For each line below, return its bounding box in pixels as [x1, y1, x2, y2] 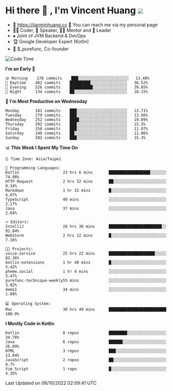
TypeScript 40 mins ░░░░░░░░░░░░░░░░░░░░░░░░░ [5, 197, 167, 202]
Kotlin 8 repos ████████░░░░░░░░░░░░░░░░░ [5, 330, 167, 335]
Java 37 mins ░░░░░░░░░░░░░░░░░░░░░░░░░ [5, 206, 167, 211]
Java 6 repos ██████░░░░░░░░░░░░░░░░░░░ [5, 339, 167, 344]
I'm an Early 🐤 [5, 65, 35, 72]
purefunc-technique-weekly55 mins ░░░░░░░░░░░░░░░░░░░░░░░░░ [5, 278, 167, 283]
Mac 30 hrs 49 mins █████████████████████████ [5, 307, 167, 312]
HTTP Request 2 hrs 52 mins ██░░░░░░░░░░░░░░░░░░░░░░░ [5, 179, 167, 184]
